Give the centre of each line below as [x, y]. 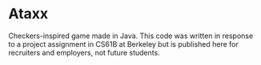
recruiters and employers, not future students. [84, 52]
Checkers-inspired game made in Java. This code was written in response [131, 36]
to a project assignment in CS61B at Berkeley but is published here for [123, 44]
